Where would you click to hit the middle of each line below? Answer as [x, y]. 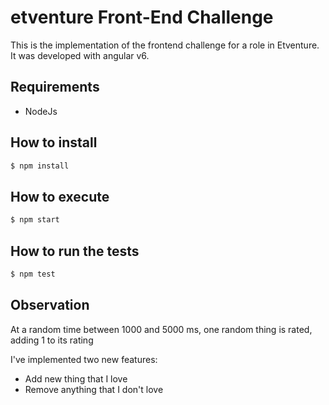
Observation [50, 305]
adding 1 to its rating [52, 340]
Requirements [55, 87]
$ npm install [40, 166]
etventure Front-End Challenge [142, 17]
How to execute [60, 196]
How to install [54, 142]
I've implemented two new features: [84, 359]
